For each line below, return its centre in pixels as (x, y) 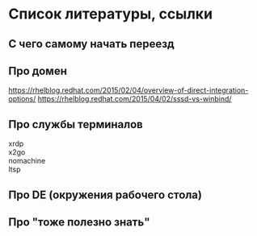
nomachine (27, 161)
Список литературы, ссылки (110, 14)
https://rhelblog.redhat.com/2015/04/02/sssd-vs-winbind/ (135, 99)
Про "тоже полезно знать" (79, 222)
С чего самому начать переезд (92, 44)
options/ (22, 99)
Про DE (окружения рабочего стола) (105, 195)
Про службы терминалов (76, 124)
